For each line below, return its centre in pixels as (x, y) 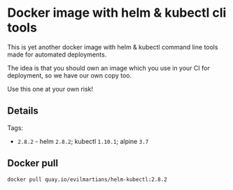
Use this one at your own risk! (50, 89)
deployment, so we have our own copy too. (70, 75)
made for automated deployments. (57, 54)
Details (23, 111)
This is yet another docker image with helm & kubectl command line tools (113, 47)
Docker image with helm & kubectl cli (117, 13)
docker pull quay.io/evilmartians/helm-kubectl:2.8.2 (87, 180)
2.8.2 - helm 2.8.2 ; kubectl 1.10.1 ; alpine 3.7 (83, 141)
